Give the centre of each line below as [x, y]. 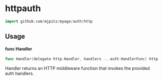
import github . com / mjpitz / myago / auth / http [49, 21]
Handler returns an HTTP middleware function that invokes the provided [78, 68]
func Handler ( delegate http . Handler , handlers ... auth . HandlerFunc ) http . [83, 59]
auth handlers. [20, 74]
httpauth [23, 8]
